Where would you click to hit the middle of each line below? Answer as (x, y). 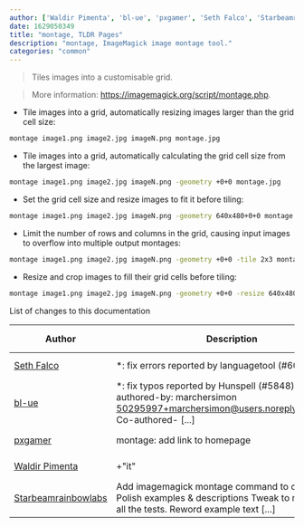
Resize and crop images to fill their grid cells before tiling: (129, 276)
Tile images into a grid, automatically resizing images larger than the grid (158, 112)
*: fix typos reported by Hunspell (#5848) (205, 386)
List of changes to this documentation (80, 311)
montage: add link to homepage (184, 440)
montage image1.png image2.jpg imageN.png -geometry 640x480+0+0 (135, 216)
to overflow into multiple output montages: (101, 243)
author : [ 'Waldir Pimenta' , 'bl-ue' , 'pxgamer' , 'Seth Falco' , (131, 18)
